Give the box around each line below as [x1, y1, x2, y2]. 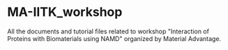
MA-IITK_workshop [7, 4, 123, 20]
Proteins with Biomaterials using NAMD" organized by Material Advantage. [7, 34, 222, 42]
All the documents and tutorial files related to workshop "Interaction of [7, 27, 209, 35]
